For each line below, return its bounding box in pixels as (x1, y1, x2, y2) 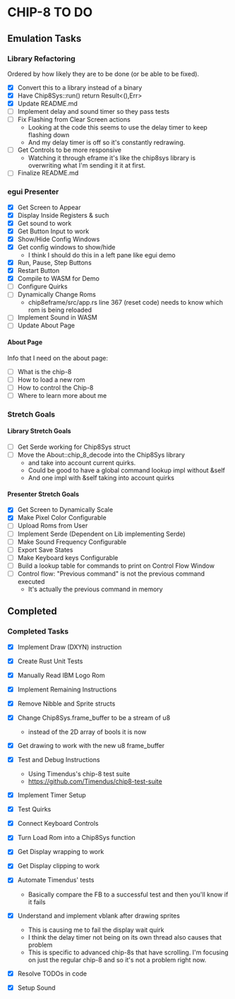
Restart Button (17, 267, 60, 275)
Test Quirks (17, 805, 52, 814)
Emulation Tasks (7, 33, 82, 45)
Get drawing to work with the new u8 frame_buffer (17, 741, 165, 749)
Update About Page (17, 321, 76, 329)
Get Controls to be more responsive (17, 146, 122, 154)
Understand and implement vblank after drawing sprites (17, 911, 180, 920)
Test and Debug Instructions (17, 756, 100, 764)
